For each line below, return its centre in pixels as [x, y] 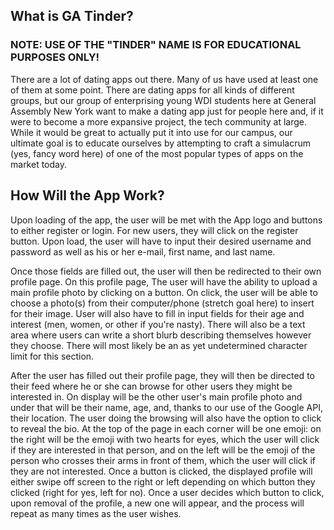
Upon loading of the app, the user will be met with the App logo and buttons [166, 220]
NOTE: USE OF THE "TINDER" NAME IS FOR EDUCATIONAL [156, 45]
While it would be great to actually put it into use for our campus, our [151, 132]
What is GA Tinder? [72, 16]
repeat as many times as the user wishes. [96, 513]
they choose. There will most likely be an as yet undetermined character [159, 345]
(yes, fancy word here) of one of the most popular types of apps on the [157, 153]
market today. [39, 164]
